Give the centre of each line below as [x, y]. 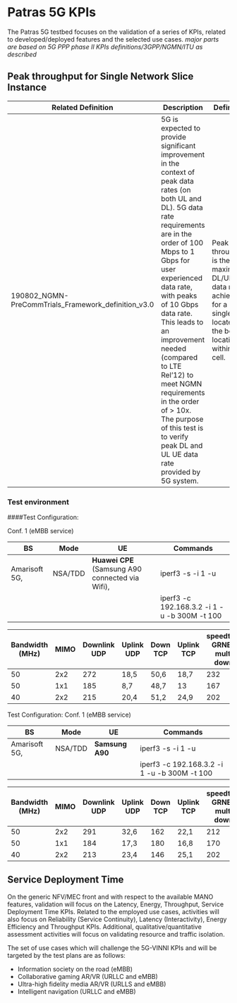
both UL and [182, 198]
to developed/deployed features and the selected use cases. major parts [113, 39]
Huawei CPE [113, 560]
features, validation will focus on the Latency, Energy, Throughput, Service [116, 904]
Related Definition [83, 107]
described [22, 54]
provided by [181, 472]
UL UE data [180, 454]
